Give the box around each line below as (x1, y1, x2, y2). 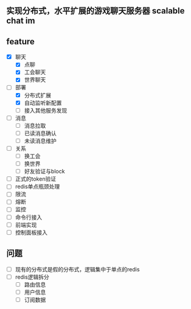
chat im (6, 16, 35, 26)
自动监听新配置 (24, 99, 62, 106)
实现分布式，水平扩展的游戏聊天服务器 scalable (6, 5, 185, 16)
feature (6, 36, 35, 47)
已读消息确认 (24, 130, 57, 137)
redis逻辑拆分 (15, 273, 50, 280)
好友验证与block (24, 168, 65, 175)
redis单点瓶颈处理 (15, 183, 60, 190)
